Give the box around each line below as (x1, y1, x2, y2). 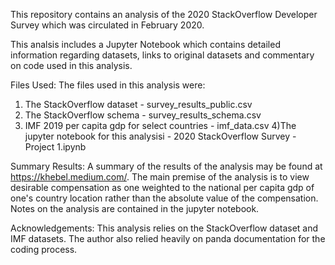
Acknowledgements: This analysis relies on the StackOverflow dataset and (10, 222, 319, 234)
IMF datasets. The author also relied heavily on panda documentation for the (10, 233, 326, 244)
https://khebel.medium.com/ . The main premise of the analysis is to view (10, 171, 310, 183)
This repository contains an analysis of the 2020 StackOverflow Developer (10, 9, 318, 20)
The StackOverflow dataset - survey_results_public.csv (24, 99, 253, 110)
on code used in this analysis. (10, 60, 133, 71)
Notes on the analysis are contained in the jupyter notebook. (10, 203, 260, 214)
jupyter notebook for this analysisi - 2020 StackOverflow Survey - (24, 130, 297, 142)
